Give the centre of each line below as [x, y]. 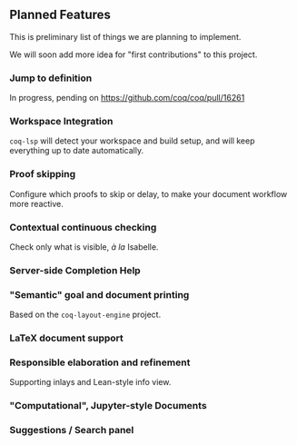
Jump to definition [51, 78]
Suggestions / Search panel [72, 430]
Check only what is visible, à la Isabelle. [84, 247]
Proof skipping [42, 174]
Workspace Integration [61, 122]
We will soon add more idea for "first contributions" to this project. [134, 54]
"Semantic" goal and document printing [99, 294]
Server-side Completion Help [75, 270]
